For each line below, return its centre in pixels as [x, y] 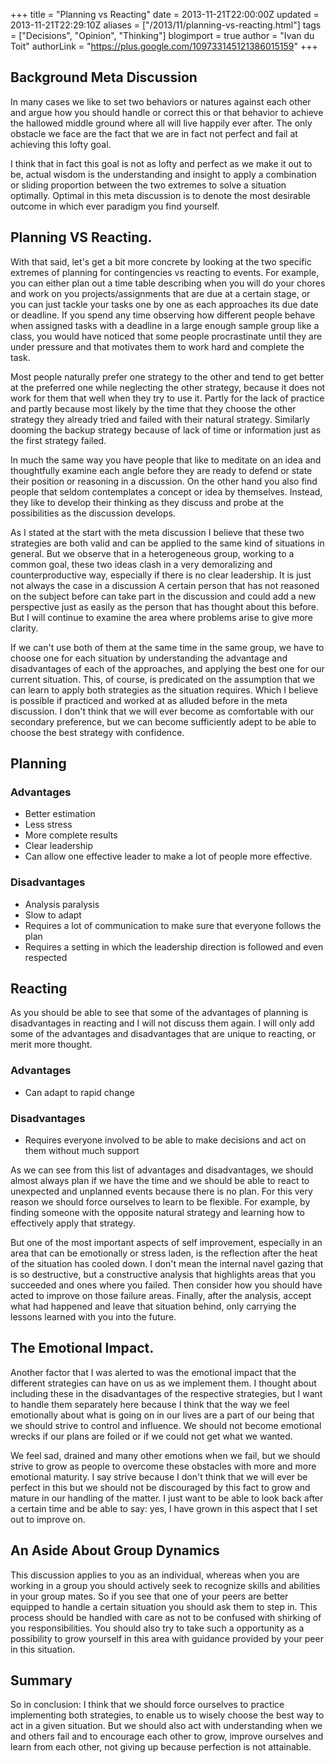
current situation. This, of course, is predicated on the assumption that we [162, 679]
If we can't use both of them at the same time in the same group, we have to [167, 647]
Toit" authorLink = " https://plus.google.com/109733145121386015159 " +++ [164, 46]
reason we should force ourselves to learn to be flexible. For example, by [160, 1202]
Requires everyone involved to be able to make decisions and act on [165, 1140]
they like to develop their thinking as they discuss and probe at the [147, 502]
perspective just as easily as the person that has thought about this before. [164, 606]
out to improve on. [48, 1519]
